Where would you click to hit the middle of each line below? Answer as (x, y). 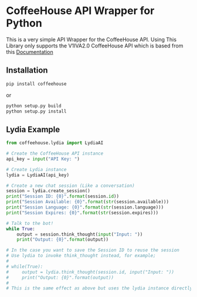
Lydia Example (33, 129)
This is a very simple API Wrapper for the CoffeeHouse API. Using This (91, 39)
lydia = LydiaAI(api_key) (38, 175)
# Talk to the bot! (30, 223)
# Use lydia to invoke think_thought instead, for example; (81, 256)
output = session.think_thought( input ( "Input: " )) (80, 234)
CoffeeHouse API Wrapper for (80, 11)
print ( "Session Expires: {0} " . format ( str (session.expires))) (82, 213)
